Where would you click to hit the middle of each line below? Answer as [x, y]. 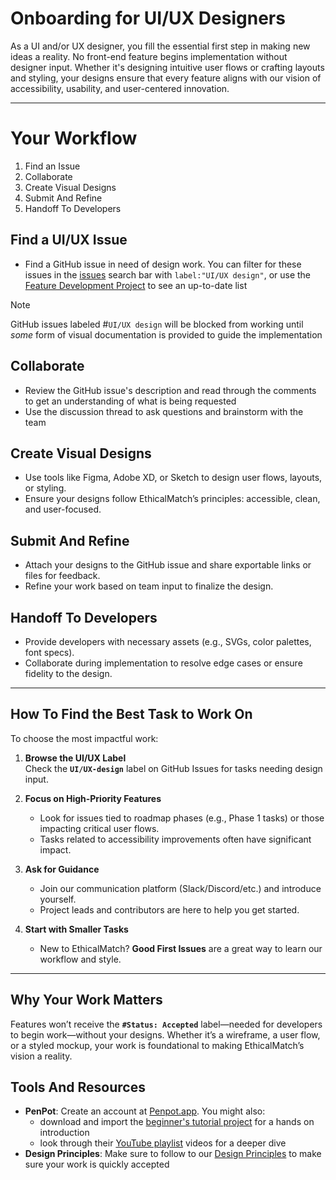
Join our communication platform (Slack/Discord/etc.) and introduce [180, 888]
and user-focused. [63, 509]
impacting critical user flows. [99, 828]
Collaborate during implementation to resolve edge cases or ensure [163, 663]
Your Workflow [74, 138]
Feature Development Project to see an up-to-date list [136, 285]
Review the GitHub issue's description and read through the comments [170, 390]
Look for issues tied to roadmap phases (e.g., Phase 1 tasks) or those [182, 818]
